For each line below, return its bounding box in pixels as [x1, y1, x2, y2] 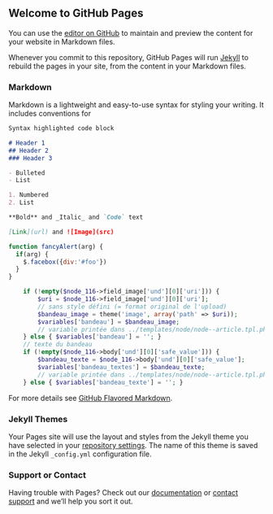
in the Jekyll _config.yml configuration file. [8, 449, 152, 459]
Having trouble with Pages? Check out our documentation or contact [8, 488, 238, 498]
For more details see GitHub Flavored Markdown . [8, 393, 173, 403]
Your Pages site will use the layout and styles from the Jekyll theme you [8, 431, 249, 442]
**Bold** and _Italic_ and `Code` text [8, 213, 144, 222]
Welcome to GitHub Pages [8, 7, 144, 20]
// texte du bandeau [23, 341, 93, 349]
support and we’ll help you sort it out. [8, 496, 133, 507]
